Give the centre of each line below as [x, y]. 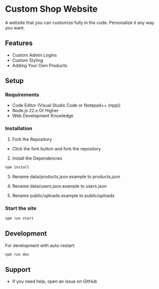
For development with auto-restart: [40, 245]
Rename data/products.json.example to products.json [66, 176]
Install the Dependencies [37, 158]
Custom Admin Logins [34, 55]
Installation [19, 128]
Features [19, 43]
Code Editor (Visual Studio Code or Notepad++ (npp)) [66, 105]
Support [18, 270]
